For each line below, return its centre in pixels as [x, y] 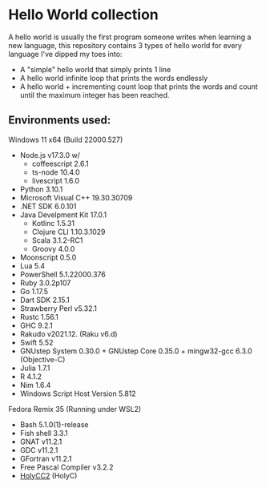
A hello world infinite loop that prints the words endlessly [114, 78]
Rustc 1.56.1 [39, 317]
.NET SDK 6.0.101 [48, 206]
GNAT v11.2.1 [41, 442]
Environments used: [60, 121]
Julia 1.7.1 [35, 368]
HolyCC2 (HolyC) [48, 475]
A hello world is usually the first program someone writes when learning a [130, 37]
